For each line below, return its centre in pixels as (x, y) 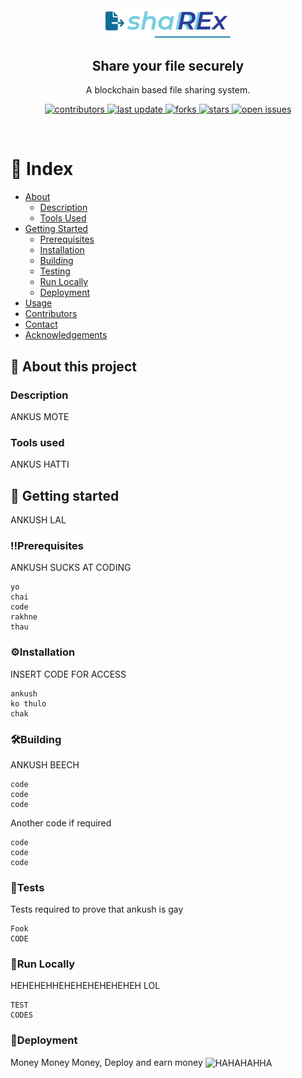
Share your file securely (168, 65)
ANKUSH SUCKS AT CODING (71, 568)
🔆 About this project (73, 366)
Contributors (51, 314)
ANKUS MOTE (40, 416)
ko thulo (28, 703)
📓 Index (42, 169)
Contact (41, 324)
